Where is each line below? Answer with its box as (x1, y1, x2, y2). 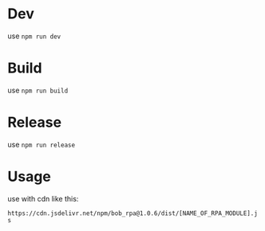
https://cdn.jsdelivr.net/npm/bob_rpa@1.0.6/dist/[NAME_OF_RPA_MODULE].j (7, 209, 259, 217)
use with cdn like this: (7, 194, 79, 203)
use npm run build (7, 85, 69, 95)
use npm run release (7, 139, 76, 149)
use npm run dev (7, 31, 61, 41)
